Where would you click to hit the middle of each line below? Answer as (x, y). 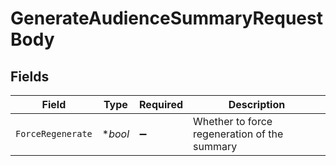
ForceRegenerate (54, 133)
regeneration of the (238, 134)
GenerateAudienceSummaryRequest (166, 18)
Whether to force (233, 121)
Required (161, 104)
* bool (115, 134)
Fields (30, 76)
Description (257, 104)
